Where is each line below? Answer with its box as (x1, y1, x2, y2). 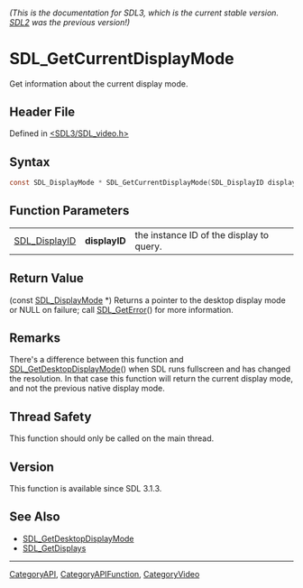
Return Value (9, 271, 84, 286)
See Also (9, 510, 60, 525)
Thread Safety (9, 409, 92, 424)
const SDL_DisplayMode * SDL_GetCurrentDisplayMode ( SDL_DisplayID (9, 179, 264, 188)
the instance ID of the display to (134, 228, 269, 241)
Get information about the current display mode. (9, 78, 188, 89)
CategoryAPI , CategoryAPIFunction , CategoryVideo (9, 568, 200, 579)
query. (134, 240, 162, 253)
